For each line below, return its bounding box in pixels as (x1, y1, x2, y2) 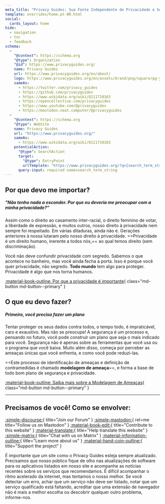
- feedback (9, 39, 32, 44)
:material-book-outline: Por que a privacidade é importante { (5, 278, 126, 284)
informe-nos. (5, 494, 32, 500)
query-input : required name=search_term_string (18, 168, 118, 172)
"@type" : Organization (14, 58, 60, 63)
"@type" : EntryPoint (23, 158, 65, 163)
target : (18, 154, 34, 159)
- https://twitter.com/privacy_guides (18, 85, 98, 90)
